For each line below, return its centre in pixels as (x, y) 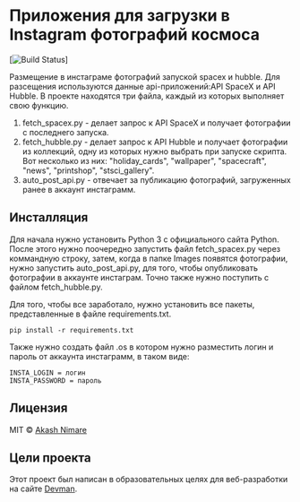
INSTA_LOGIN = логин (48, 373)
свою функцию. (39, 105)
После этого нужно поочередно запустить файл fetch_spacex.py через (145, 248)
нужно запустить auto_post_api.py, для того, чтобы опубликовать (133, 268)
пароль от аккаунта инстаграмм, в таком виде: (99, 356)
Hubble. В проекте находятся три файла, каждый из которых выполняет (147, 96)
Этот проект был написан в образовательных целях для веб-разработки (149, 480)
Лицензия (39, 408)
